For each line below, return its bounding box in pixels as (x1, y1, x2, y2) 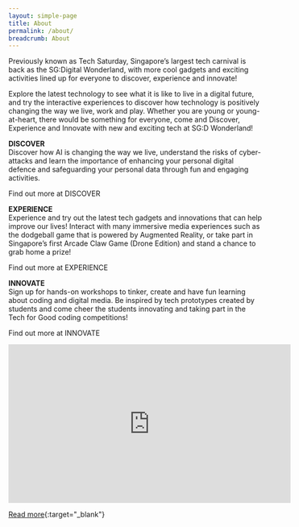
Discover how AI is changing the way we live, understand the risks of (8, 147, 238, 157)
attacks (8, 156, 34, 166)
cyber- (239, 147, 262, 157)
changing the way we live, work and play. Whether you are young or (8, 106, 235, 116)
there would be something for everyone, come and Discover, (39, 114, 240, 125)
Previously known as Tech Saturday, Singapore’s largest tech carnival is (8, 56, 247, 66)
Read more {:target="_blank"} (8, 509, 106, 520)
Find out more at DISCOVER (8, 189, 101, 198)
